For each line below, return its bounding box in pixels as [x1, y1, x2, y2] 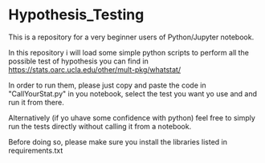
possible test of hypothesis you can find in [8, 56, 149, 66]
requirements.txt [8, 145, 63, 155]
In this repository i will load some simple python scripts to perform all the [8, 47, 249, 57]
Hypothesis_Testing [8, 6, 145, 24]
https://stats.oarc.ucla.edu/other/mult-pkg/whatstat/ [8, 64, 181, 74]
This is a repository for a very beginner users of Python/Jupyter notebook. [8, 32, 255, 42]
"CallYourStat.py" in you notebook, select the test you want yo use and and [8, 88, 258, 98]
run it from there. [8, 97, 64, 107]
